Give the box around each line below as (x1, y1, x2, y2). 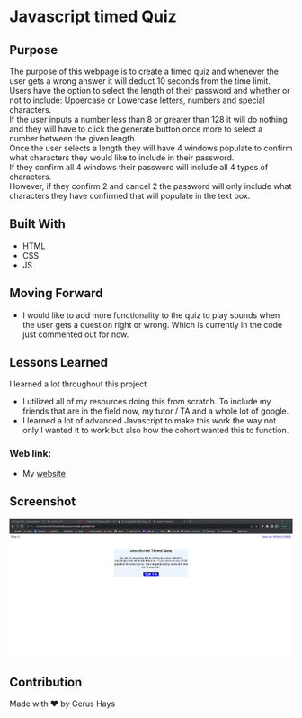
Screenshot (9, 494, 76, 510)
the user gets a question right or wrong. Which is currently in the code (22, 319, 283, 330)
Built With (9, 216, 66, 232)
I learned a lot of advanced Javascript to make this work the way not (22, 415, 277, 426)
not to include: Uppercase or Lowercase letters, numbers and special (9, 95, 265, 105)
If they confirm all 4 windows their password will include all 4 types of (9, 162, 269, 172)
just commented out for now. (22, 329, 129, 340)
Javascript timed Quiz (9, 6, 177, 27)
